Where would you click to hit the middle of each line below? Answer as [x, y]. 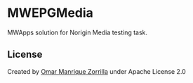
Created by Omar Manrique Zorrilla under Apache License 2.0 [96, 71]
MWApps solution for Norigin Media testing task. [78, 32]
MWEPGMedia [50, 13]
